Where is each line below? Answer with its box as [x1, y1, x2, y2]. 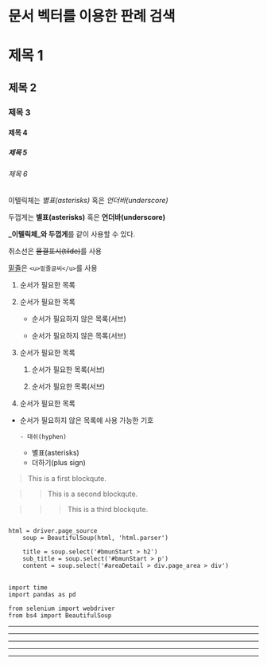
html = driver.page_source [8, 526, 98, 534]
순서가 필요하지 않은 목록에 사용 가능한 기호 [19, 415, 154, 424]
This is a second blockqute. [47, 489, 138, 499]
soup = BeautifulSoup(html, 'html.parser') [22, 534, 169, 542]
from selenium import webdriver [8, 604, 115, 612]
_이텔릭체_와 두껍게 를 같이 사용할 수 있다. [8, 229, 136, 239]
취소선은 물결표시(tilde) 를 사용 [8, 246, 102, 256]
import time [8, 583, 48, 592]
